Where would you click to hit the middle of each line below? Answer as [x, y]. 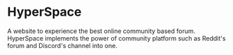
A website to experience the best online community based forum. [101, 31]
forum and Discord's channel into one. [62, 45]
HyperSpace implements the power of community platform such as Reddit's [116, 38]
